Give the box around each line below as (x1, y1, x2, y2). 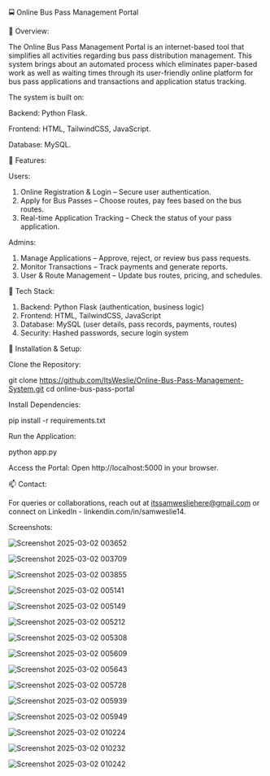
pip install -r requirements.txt (8, 415, 106, 425)
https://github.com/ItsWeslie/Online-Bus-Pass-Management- (39, 375, 244, 385)
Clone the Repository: (8, 360, 81, 369)
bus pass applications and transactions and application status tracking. (8, 77, 246, 86)
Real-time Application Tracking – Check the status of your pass (20, 213, 232, 222)
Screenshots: (8, 523, 53, 532)
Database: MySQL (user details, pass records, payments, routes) (20, 319, 237, 329)
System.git (8, 384, 45, 393)
